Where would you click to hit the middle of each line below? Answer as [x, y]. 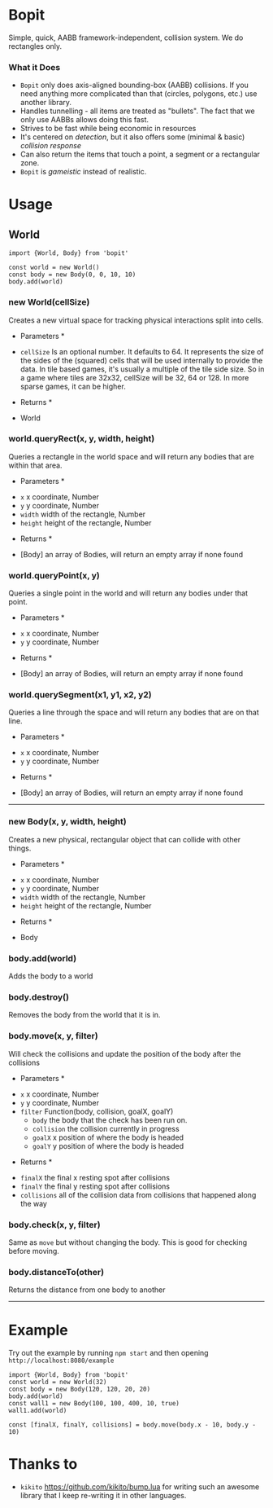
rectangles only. [35, 46]
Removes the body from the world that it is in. [84, 1015]
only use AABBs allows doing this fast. [84, 120]
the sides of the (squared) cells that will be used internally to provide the [141, 360]
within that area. [35, 465]
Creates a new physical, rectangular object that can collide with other [125, 839]
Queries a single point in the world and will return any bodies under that [128, 593]
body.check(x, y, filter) [54, 1224]
